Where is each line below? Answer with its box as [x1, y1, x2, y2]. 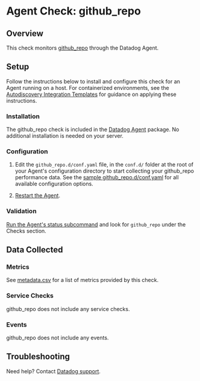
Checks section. [6, 227, 46, 234]
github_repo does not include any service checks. [6, 305, 130, 312]
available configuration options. [14, 180, 93, 188]
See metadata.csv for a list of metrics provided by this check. [6, 277, 158, 284]
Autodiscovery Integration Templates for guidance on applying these [6, 91, 177, 98]
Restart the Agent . [14, 192, 60, 199]
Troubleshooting [6, 351, 70, 362]
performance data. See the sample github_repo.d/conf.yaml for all [14, 174, 179, 181]
